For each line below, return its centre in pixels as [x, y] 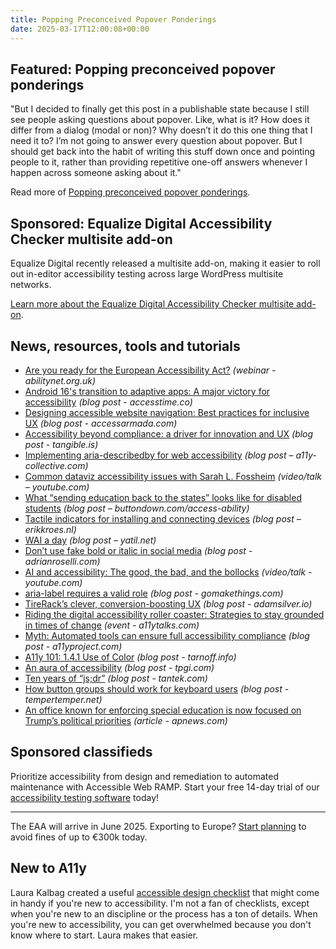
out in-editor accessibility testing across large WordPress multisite [147, 274]
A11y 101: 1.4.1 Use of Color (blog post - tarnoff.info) [130, 657]
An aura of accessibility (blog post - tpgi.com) [119, 667]
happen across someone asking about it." [96, 173]
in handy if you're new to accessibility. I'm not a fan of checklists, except [160, 903]
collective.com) [56, 465]
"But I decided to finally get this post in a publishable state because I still [160, 109]
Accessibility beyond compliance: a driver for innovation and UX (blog [169, 433]
